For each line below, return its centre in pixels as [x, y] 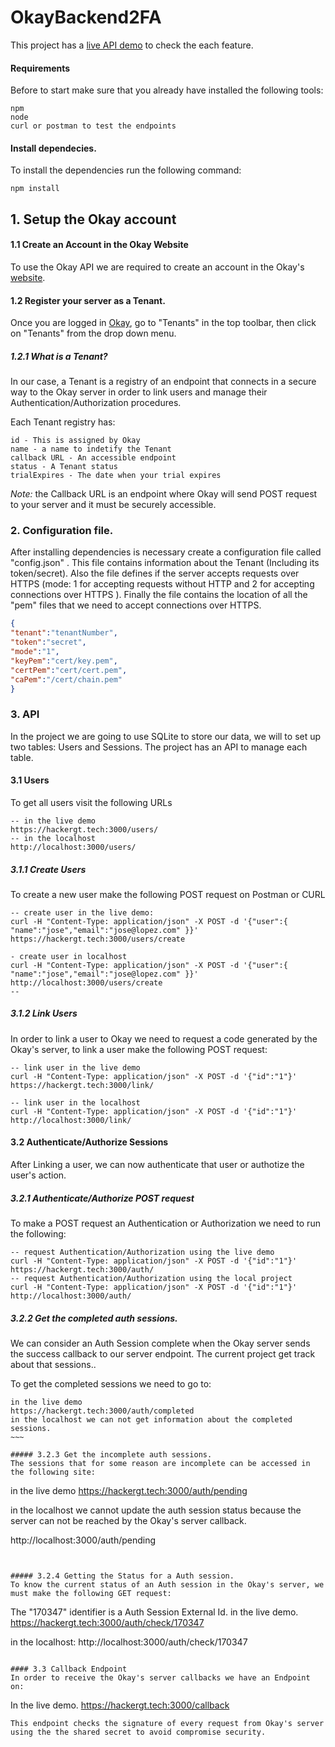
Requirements [40, 68]
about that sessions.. [53, 1364]
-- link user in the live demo [75, 1067]
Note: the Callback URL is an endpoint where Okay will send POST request [164, 494]
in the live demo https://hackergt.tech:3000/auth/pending [129, 1490]
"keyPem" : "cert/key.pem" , [64, 661]
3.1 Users [30, 780]
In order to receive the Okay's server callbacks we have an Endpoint [160, 1677]
